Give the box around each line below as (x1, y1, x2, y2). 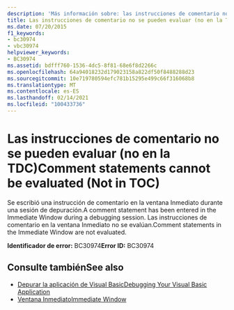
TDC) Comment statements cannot (7, 161, 211, 176)
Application (17, 287, 51, 296)
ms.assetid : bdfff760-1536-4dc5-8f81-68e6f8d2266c (7, 62, 157, 69)
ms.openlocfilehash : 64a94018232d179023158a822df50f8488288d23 (7, 68, 195, 75)
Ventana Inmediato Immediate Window (17, 295, 127, 303)
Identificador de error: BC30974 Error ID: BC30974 (7, 241, 155, 249)
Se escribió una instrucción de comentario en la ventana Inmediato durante (7, 198, 223, 206)
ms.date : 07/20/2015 (7, 23, 68, 30)
